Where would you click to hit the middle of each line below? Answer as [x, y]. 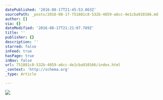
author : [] [16, 19]
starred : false [21, 47]
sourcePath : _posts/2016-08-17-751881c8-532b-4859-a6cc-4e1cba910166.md [82, 14]
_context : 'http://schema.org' [37, 70]
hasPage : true [20, 56]
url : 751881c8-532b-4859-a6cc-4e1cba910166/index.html [63, 65]
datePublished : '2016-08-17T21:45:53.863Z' [51, 10]
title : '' [15, 33]
